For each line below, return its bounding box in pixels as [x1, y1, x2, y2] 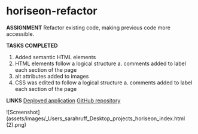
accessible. [6, 30, 35, 37]
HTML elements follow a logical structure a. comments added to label [14, 60, 187, 67]
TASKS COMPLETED [6, 42, 58, 49]
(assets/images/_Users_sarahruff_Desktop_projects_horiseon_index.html [6, 115, 185, 122]
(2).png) [6, 121, 27, 128]
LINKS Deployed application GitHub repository [6, 97, 121, 104]
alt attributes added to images [14, 72, 89, 80]
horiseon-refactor [6, 4, 98, 18]
